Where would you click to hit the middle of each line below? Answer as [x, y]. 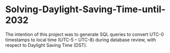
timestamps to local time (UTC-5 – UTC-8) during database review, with [81, 40]
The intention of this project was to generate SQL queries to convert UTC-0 [85, 34]
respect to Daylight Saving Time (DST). [46, 45]
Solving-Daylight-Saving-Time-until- [86, 9]
